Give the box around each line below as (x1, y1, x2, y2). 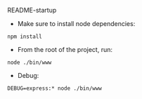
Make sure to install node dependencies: (17, 20, 136, 27)
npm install (7, 33, 42, 40)
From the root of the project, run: (17, 46, 113, 53)
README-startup (7, 6, 57, 14)
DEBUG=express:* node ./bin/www (7, 85, 102, 92)
